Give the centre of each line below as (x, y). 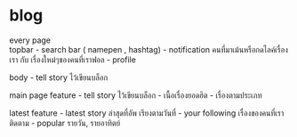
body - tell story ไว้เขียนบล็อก (59, 77)
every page (30, 40)
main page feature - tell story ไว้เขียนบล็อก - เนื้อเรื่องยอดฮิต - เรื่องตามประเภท (136, 95)
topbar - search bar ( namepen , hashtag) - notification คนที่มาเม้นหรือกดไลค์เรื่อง (149, 49)
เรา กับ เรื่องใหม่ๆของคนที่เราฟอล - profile (72, 60)
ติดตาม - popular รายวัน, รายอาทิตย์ (65, 123)
